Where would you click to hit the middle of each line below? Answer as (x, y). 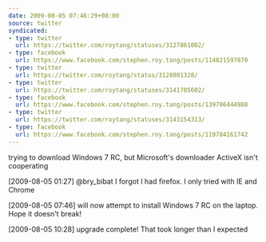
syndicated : (28, 30)
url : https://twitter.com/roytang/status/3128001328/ (107, 75)
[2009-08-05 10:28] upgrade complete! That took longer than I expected (128, 229)
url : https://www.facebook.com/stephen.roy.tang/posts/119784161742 (132, 134)
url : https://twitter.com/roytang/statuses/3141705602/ (110, 90)
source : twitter (35, 23)
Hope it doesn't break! (45, 213)
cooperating (28, 165)
